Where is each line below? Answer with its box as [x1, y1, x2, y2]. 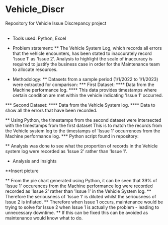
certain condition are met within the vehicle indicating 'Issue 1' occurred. [12, 92, 163, 98]
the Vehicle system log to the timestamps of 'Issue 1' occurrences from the [5, 127, 160, 134]
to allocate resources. [12, 66, 58, 72]
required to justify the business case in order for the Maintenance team [12, 61, 160, 67]
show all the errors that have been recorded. [5, 107, 98, 113]
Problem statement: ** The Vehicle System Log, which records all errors [12, 45, 162, 51]
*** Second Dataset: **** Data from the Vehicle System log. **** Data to [5, 102, 155, 108]
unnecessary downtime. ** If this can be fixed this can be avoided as [5, 209, 148, 215]
